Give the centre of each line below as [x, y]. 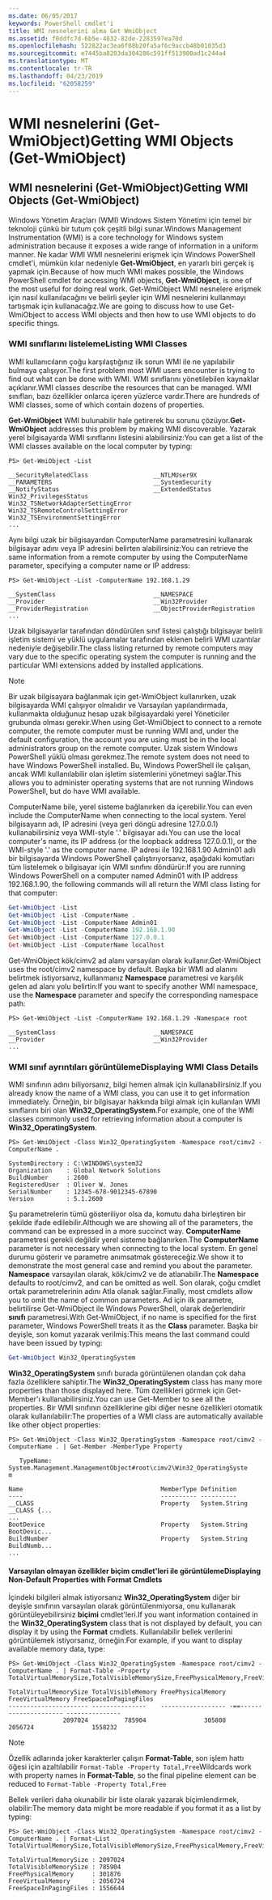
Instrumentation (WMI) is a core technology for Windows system [116, 237]
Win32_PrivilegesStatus [49, 496]
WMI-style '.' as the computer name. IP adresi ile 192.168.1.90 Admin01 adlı [132, 850]
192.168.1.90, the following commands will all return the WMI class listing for [135, 884]
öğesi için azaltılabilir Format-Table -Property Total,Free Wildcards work [130, 1767]
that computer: [33, 893]
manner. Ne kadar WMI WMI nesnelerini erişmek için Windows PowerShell [132, 254]
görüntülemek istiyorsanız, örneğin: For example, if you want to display [125, 1640]
